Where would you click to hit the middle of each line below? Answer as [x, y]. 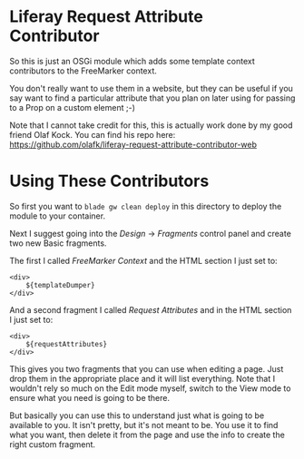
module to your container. [58, 216]
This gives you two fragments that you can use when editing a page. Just [147, 368]
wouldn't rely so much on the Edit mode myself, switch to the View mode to [150, 388]
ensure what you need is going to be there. [90, 397]
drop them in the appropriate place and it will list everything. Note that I [142, 378]
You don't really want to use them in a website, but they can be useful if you [151, 88]
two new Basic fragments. [58, 243]
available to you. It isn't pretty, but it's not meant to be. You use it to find [144, 425]
